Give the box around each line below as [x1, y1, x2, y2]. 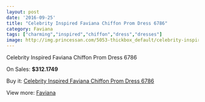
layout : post [6, 8, 40, 15]
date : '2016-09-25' [6, 15, 56, 21]
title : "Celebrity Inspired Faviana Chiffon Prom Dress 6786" [6, 20, 168, 26]
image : [6, 37, 23, 43]
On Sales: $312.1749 [6, 66, 59, 73]
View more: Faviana [6, 89, 56, 96]
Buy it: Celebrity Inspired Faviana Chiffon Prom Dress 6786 [6, 77, 154, 84]
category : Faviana [6, 25, 53, 32]
